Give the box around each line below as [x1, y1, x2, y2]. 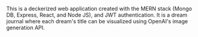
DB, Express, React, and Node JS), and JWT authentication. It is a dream [6, 11, 188, 18]
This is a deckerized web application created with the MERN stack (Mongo [6, 5, 193, 12]
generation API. [6, 24, 45, 31]
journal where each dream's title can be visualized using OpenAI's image [6, 18, 188, 24]
